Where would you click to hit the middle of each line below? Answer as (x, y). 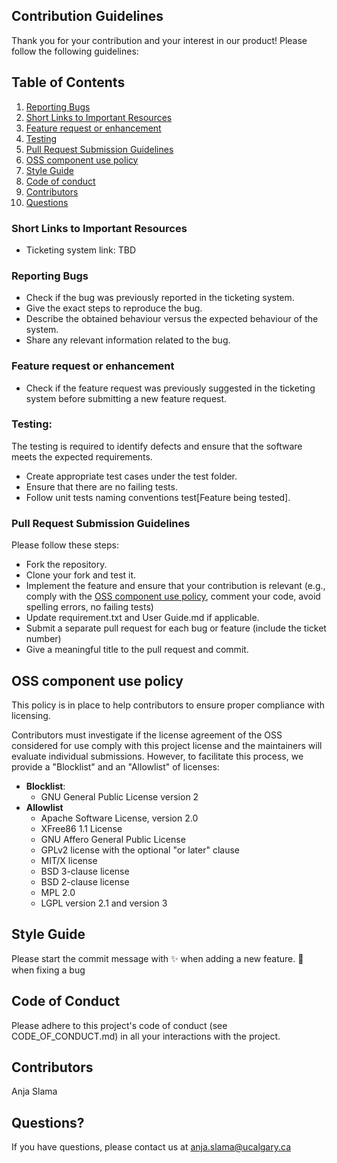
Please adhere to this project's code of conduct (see (119, 1025)
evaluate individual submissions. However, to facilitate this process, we (157, 756)
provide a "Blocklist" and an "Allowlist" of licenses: (115, 766)
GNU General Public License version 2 (119, 796)
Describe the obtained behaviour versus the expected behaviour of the (172, 319)
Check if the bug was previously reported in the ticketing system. (160, 298)
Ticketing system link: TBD (80, 250)
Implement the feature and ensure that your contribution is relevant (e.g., (175, 586)
